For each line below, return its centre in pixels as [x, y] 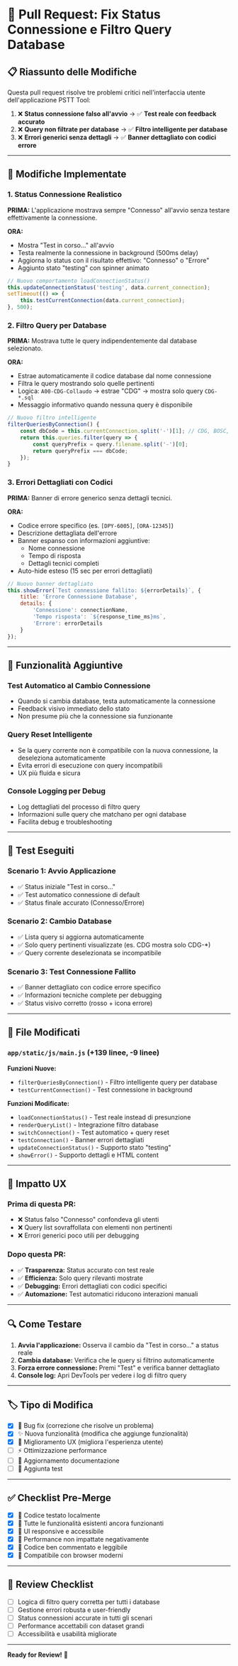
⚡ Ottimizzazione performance [62, 1450]
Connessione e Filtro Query [90, 29]
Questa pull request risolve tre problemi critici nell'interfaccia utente [106, 92]
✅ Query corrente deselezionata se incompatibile [89, 952]
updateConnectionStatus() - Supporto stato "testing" [94, 1147]
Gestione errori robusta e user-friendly [74, 1610]
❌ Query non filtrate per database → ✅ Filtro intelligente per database [123, 129]
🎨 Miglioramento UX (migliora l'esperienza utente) [90, 1441]
